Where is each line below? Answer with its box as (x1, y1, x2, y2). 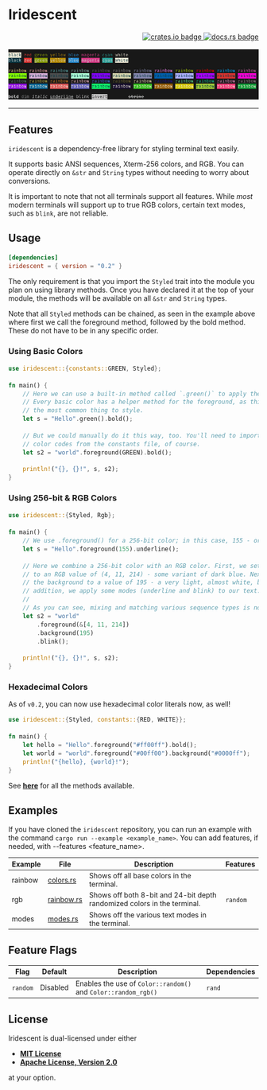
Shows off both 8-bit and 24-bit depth (88, 890, 217, 900)
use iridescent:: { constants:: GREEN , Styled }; (8, 364, 161, 372)
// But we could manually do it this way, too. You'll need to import (22, 431, 261, 439)
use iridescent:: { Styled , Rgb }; (8, 512, 115, 520)
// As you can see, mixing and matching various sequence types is (22, 604, 250, 612)
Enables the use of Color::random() (75, 979, 192, 988)
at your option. (8, 1072, 56, 1082)
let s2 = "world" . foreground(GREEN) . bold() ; (22, 448, 172, 457)
